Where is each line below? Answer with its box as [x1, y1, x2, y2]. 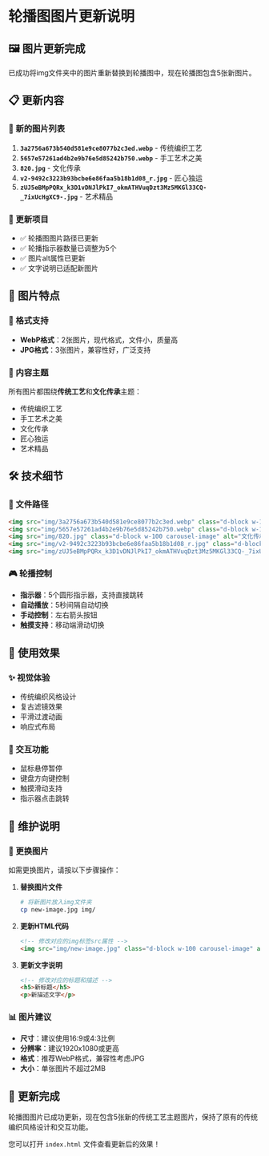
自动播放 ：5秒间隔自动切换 [19, 600, 110, 610]
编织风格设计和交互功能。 [8, 1122, 93, 1132]
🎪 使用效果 [8, 646, 60, 660]
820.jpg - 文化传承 [19, 163, 82, 172]
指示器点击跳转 [19, 794, 70, 803]
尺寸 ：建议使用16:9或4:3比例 [19, 1033, 115, 1043]
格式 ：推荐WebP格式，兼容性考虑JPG [19, 1053, 145, 1063]
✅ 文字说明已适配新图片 [19, 263, 98, 273]
